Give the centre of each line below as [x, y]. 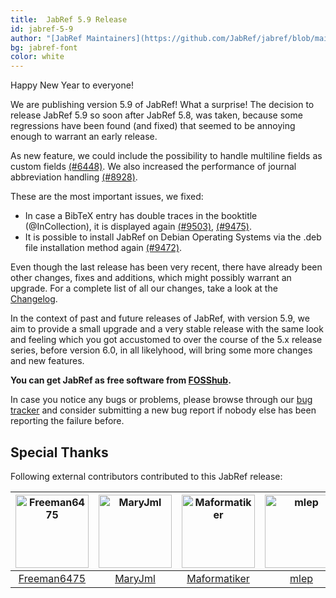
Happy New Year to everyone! [72, 85]
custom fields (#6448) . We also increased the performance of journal [153, 167]
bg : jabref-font [44, 47]
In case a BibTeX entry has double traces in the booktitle [141, 216]
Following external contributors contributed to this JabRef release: [146, 476]
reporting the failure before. [67, 421]
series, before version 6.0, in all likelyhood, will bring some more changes [161, 350]
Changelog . [34, 299]
